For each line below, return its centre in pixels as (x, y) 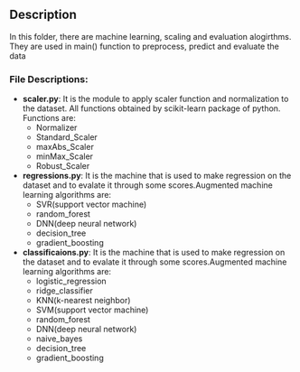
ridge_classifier (64, 291)
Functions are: (49, 118)
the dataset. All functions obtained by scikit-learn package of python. (151, 108)
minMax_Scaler (64, 156)
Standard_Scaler (66, 137)
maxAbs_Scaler (65, 147)
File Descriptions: (49, 79)
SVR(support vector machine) (91, 205)
